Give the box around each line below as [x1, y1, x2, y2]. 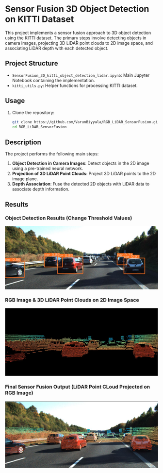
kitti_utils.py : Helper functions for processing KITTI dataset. [12, 83, 138, 88]
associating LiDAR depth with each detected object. [5, 45, 109, 51]
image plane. [12, 176, 38, 182]
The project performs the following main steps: [5, 151, 99, 157]
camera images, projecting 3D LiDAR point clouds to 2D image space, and [5, 40, 153, 46]
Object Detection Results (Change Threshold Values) [5, 215, 132, 221]
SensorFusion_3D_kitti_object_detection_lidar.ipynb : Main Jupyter [12, 72, 150, 78]
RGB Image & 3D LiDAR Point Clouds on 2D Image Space [5, 297, 139, 304]
